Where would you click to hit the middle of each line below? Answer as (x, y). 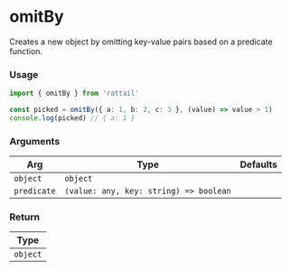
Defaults (258, 164)
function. (26, 51)
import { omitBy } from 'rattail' (75, 93)
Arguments (35, 141)
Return (25, 217)
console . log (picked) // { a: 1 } (72, 118)
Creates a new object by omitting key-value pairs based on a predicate (141, 42)
